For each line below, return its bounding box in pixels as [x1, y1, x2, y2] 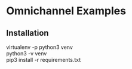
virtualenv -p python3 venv [6, 43, 73, 51]
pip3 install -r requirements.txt [6, 57, 81, 63]
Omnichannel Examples [6, 4, 127, 18]
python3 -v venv [6, 50, 47, 57]
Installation [6, 28, 49, 38]
